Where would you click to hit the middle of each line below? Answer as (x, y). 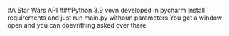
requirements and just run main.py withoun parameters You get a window (115, 18)
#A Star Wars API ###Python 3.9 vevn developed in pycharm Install (106, 10)
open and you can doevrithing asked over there (77, 25)
